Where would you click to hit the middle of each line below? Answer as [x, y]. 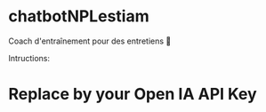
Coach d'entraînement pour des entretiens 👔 [90, 41]
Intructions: [29, 58]
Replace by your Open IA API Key [133, 94]
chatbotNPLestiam [79, 16]
